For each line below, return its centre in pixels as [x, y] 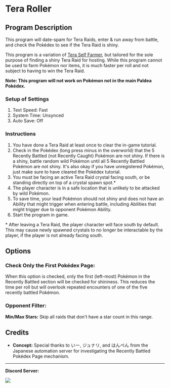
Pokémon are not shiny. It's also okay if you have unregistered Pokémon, [88, 166]
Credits [17, 332]
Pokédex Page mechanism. [41, 356]
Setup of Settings [27, 99]
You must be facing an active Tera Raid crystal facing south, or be [81, 177]
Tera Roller [28, 9]
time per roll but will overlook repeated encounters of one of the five [76, 287]
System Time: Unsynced [38, 115]
